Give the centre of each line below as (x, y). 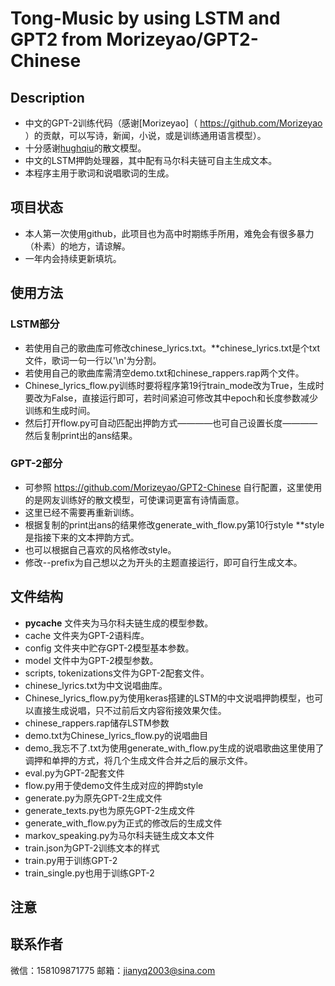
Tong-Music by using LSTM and (145, 18)
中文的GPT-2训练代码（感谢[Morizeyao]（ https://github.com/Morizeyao (173, 123)
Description (47, 97)
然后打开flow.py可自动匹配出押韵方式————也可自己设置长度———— (171, 423)
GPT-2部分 (36, 464)
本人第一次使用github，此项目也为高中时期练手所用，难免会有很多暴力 (169, 233)
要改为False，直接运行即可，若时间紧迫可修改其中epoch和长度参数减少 (171, 398)
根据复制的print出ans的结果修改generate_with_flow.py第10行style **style (174, 524)
